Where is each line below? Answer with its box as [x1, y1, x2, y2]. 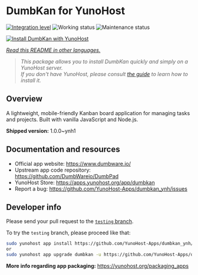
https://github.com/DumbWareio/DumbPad [14, 172, 119, 179]
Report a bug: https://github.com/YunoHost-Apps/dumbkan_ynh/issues [14, 185, 187, 192]
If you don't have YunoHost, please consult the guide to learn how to [20, 70, 189, 77]
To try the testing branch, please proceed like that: [6, 229, 131, 237]
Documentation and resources [6, 145, 120, 155]
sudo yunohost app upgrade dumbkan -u [6, 252, 101, 258]
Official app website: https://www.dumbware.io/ [14, 160, 131, 167]
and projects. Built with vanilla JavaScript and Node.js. [6, 116, 138, 123]
